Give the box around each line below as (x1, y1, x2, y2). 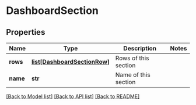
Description (123, 45, 157, 52)
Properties (6, 27, 45, 37)
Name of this (115, 71, 150, 79)
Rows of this (115, 54, 149, 62)
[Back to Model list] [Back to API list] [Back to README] (6, 93, 140, 100)
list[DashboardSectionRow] (31, 58, 110, 66)
